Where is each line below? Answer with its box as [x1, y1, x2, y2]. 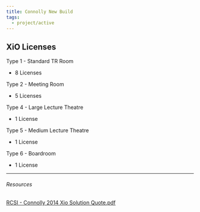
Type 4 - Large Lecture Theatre [6, 104, 83, 111]
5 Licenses [14, 92, 42, 99]
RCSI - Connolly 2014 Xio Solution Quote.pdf [6, 199, 116, 206]
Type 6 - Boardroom [6, 150, 56, 157]
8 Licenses [14, 69, 42, 76]
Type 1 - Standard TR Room [6, 58, 74, 65]
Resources [6, 180, 33, 188]
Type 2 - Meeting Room [6, 81, 64, 88]
